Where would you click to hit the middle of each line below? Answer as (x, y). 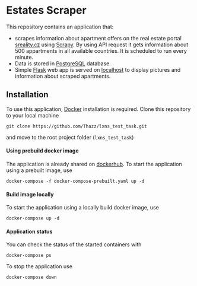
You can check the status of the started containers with (74, 244)
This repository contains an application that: (60, 27)
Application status (29, 231)
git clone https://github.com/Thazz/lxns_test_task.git (77, 126)
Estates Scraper (47, 10)
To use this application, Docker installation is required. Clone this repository (99, 109)
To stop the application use (39, 266)
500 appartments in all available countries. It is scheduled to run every (101, 50)
